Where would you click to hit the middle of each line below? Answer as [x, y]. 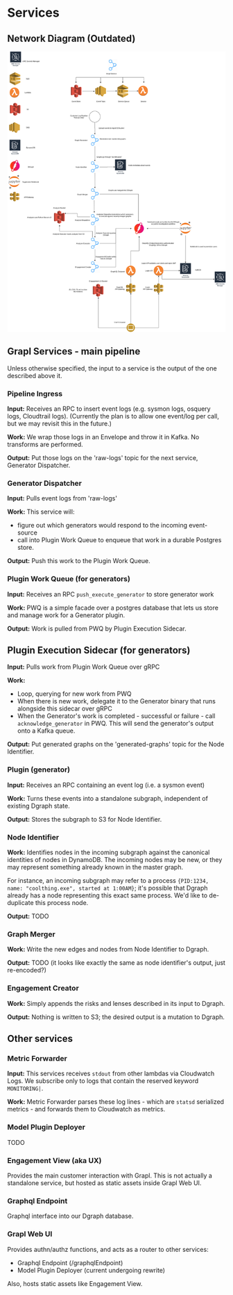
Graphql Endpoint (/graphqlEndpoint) [70, 1262]
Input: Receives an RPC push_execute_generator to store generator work [111, 594]
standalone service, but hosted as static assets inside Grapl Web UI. [104, 1182]
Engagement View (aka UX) [54, 1160]
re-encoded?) [27, 970]
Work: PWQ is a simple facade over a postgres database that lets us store [113, 608]
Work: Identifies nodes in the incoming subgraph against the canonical [109, 852]
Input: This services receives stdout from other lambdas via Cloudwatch [111, 1074]
